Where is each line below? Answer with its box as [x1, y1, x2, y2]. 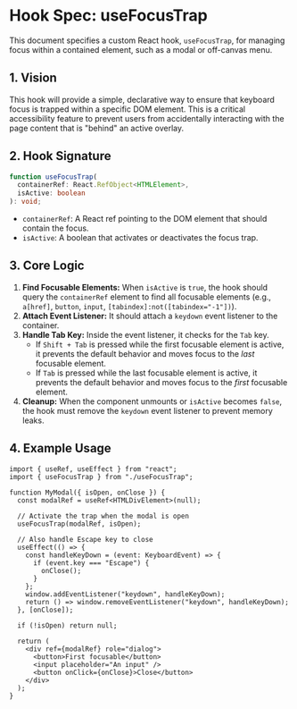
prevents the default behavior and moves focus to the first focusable [35, 376, 288, 387]
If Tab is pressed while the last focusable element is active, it [35, 367, 258, 378]
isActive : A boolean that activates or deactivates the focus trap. [21, 232, 259, 243]
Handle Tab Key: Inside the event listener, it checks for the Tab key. [21, 329, 269, 340]
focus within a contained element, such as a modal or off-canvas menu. [9, 44, 273, 55]
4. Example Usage [9, 441, 111, 456]
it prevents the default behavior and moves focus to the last [35, 348, 255, 359]
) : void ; [9, 198, 42, 207]
